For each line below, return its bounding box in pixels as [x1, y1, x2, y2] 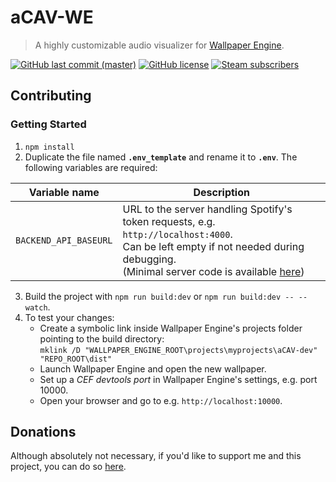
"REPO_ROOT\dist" [39, 354, 113, 364]
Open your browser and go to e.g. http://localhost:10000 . [39, 394, 283, 406]
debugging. [122, 252, 177, 266]
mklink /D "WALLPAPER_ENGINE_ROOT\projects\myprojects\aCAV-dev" [39, 345, 318, 355]
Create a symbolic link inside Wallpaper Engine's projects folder [39, 322, 303, 334]
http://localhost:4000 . [122, 227, 233, 241]
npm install [24, 142, 75, 152]
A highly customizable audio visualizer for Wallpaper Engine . [34, 39, 285, 51]
